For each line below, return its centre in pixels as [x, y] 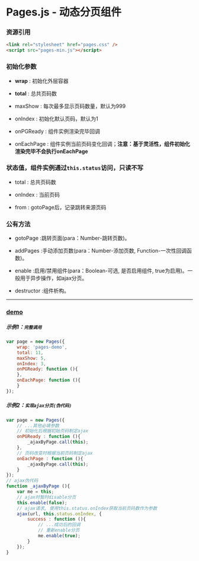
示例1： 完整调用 [24, 327]
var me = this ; [36, 492]
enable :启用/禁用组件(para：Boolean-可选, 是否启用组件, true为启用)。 [101, 271]
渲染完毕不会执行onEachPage [51, 151]
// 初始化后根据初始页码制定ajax [53, 431]
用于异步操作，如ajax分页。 [54, 278]
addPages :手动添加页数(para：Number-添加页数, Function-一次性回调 [100, 251]
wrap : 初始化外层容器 [42, 81]
